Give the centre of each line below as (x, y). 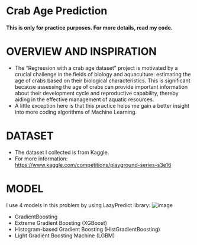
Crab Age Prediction (57, 11)
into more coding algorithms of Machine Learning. (76, 112)
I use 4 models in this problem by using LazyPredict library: (78, 205)
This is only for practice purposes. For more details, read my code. (89, 27)
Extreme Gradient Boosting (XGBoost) (61, 223)
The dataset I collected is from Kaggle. (62, 152)
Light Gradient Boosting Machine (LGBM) (65, 236)
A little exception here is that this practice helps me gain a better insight (102, 105)
